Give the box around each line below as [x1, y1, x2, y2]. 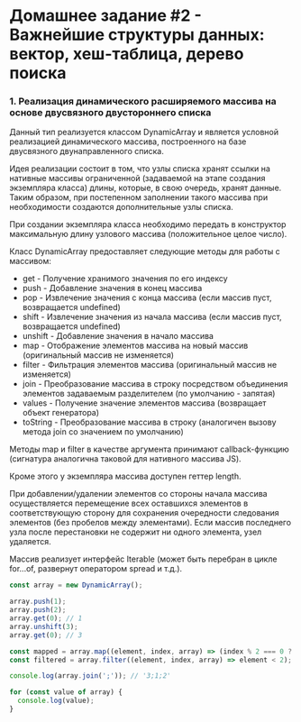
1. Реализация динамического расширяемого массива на [9, 96, 277, 108]
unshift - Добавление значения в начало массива [22, 331, 214, 342]
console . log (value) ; [17, 696, 95, 706]
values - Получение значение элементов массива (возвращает [22, 398, 267, 408]
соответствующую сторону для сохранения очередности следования [9, 507, 279, 518]
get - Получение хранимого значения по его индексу [22, 273, 228, 284]
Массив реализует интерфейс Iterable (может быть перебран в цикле [9, 553, 278, 564]
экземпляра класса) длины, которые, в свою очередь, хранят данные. [9, 182, 282, 194]
